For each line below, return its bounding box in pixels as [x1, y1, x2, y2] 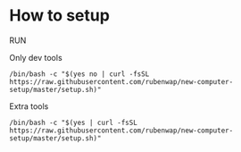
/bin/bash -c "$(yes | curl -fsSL [9, 118, 138, 127]
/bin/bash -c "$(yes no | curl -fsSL [9, 69, 150, 79]
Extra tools [9, 100, 49, 112]
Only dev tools [9, 52, 62, 63]
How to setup [9, 5, 110, 26]
